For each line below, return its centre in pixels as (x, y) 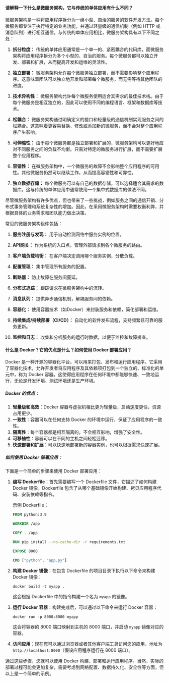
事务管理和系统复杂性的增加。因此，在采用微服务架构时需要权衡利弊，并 (89, 206)
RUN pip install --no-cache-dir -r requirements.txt (69, 542)
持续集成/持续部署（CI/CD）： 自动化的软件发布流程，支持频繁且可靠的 (85, 320)
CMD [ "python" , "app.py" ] (39, 560)
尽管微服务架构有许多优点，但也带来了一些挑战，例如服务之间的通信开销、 (82, 200)
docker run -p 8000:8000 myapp (45, 617)
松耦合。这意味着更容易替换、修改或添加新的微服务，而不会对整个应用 (85, 126)
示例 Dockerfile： (30, 505)
